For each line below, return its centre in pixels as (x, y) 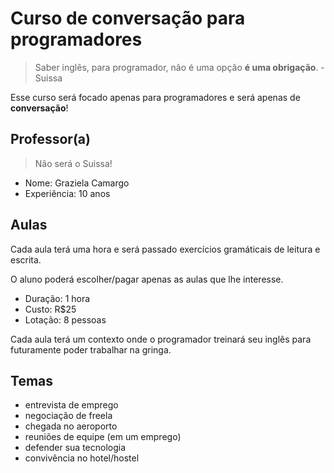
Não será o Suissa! (73, 163)
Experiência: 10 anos (67, 193)
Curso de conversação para (128, 18)
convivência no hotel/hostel (82, 458)
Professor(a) (50, 139)
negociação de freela (68, 416)
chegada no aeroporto (71, 426)
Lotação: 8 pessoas (65, 319)
